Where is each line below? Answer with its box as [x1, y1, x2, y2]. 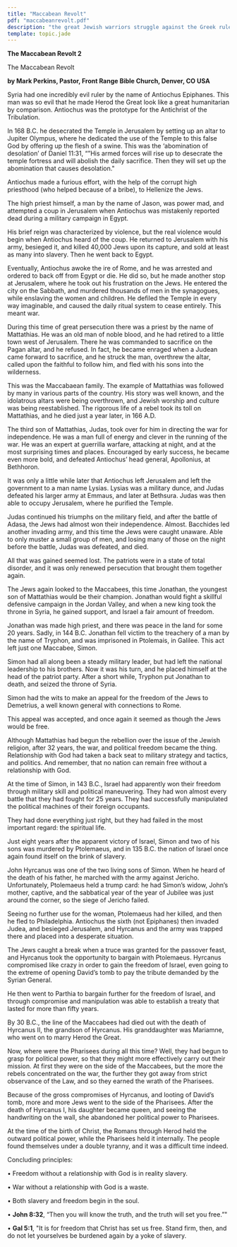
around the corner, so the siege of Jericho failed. [7, 896, 150, 904]
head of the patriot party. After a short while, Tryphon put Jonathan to [7, 673, 210, 681]
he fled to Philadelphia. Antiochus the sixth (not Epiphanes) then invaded [7, 917, 219, 926]
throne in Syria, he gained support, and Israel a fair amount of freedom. [7, 608, 214, 616]
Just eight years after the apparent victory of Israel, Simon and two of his [7, 837, 220, 846]
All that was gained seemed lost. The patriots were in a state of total [7, 556, 205, 565]
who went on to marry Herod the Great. [7, 1033, 122, 1042]
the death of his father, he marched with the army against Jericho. [7, 873, 200, 882]
